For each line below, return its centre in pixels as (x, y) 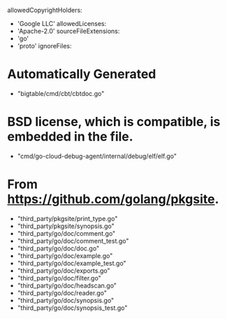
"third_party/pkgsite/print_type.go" (67, 218)
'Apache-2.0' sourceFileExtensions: (68, 31)
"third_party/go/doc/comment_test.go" (73, 241)
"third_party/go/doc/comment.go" (66, 233)
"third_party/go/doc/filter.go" (59, 278)
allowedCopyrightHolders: (45, 10)
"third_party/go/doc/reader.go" (62, 292)
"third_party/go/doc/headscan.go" (67, 285)
